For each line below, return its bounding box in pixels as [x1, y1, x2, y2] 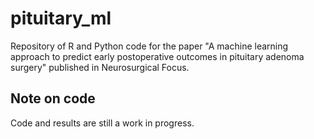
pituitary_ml [10, 7, 112, 30]
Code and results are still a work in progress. [10, 117, 195, 129]
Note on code [10, 90, 96, 107]
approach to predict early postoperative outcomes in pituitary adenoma [10, 50, 305, 62]
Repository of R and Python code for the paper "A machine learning [10, 40, 289, 52]
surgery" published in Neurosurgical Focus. [10, 61, 190, 73]
